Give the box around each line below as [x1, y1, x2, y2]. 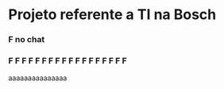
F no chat [8, 34, 45, 45]
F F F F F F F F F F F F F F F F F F [8, 56, 127, 67]
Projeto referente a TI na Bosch [8, 6, 217, 24]
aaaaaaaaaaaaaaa [8, 73, 68, 83]
